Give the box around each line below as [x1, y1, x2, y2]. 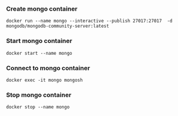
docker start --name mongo [6, 50, 72, 56]
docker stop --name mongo [6, 104, 70, 110]
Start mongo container [6, 37, 72, 45]
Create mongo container [6, 5, 78, 13]
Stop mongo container [6, 91, 72, 99]
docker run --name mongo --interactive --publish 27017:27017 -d [6, 18, 173, 24]
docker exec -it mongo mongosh [6, 77, 83, 83]
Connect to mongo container [6, 64, 90, 72]
